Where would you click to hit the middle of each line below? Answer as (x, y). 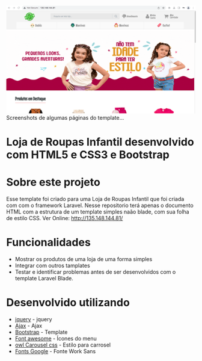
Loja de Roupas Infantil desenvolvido (100, 142)
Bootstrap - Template (41, 332)
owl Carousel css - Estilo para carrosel (63, 345)
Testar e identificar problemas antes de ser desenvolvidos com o (95, 272)
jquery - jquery (33, 319)
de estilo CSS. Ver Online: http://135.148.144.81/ (65, 218)
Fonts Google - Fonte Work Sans (55, 351)
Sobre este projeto (53, 182)
